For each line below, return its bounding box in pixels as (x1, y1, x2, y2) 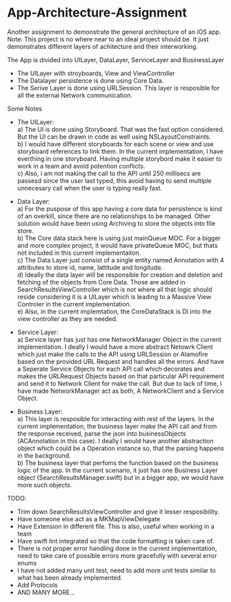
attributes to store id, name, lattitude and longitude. (17, 263, 163, 271)
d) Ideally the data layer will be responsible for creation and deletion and (17, 271, 223, 279)
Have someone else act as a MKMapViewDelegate (17, 514, 161, 523)
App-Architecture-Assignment (7, 5, 188, 21)
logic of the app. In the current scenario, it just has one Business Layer (17, 466, 219, 474)
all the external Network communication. (17, 91, 133, 99)
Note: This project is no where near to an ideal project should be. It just (7, 35, 209, 43)
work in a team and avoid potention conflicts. (17, 162, 145, 170)
